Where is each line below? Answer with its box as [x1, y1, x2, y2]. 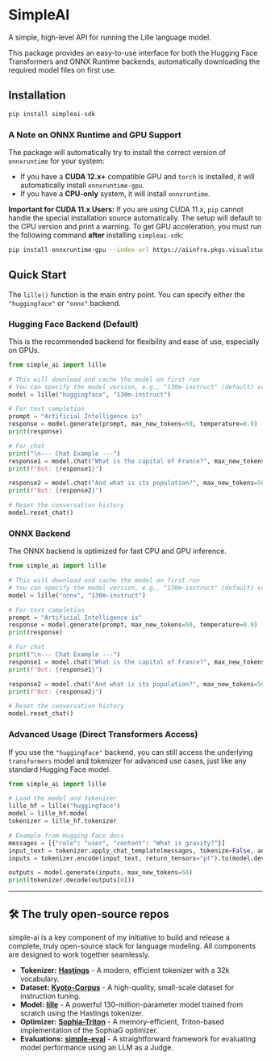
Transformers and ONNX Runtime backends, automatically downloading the [8, 57, 261, 66]
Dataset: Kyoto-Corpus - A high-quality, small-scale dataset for [19, 982, 235, 992]
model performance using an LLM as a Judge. [19, 1042, 173, 1052]
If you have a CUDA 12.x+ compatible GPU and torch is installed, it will [19, 171, 255, 181]
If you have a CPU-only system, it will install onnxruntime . [19, 188, 211, 199]
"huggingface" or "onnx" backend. [8, 298, 121, 308]
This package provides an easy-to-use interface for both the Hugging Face [8, 48, 258, 57]
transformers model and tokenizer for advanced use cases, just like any [8, 756, 247, 765]
